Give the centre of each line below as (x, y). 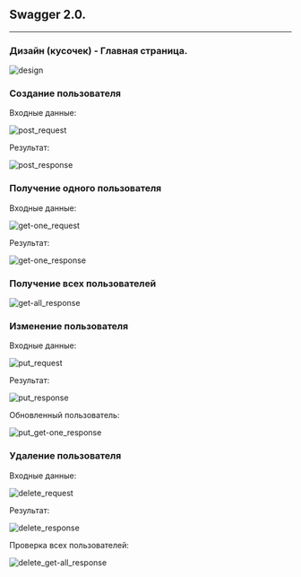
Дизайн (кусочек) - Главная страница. (99, 50)
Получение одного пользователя (86, 188)
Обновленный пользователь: (64, 415)
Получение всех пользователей (83, 284)
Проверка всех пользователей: (69, 545)
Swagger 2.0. (48, 15)
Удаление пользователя (65, 456)
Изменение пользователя (69, 326)
